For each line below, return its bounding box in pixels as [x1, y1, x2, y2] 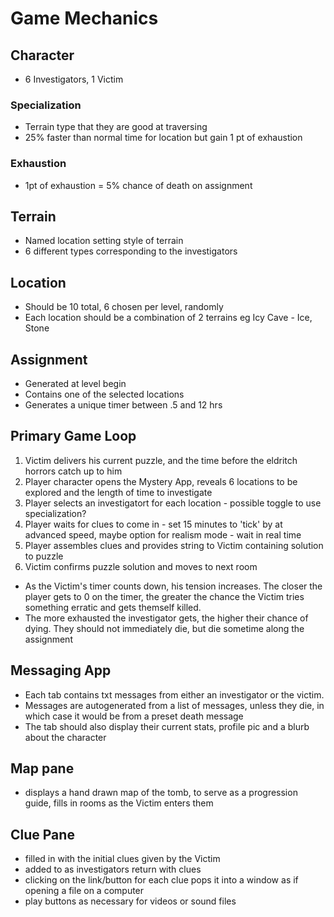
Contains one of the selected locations [24, 388, 185, 401]
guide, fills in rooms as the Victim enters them [24, 797, 214, 809]
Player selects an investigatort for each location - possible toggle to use [24, 497, 322, 509]
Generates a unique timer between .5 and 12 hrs [24, 399, 223, 411]
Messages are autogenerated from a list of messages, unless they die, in [24, 699, 325, 711]
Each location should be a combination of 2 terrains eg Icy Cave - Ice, [24, 312, 313, 324]
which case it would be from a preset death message [24, 710, 244, 722]
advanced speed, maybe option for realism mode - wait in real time [24, 528, 302, 541]
